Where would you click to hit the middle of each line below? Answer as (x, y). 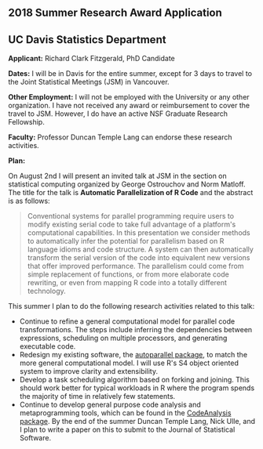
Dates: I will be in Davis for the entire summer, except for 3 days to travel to (130, 74)
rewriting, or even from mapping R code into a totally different (127, 283)
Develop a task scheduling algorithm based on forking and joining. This (134, 380)
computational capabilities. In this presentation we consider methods (139, 233)
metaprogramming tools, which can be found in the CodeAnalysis (125, 413)
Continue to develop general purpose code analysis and (110, 405)
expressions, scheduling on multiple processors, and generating (123, 338)
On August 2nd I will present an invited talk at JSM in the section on (118, 176)
